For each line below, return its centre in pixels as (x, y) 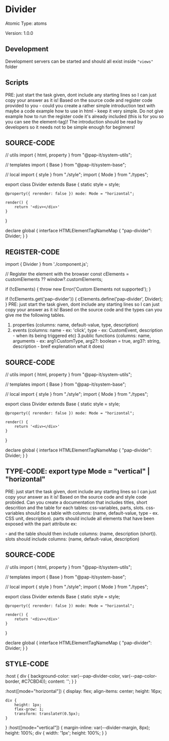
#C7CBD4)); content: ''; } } (49, 681)
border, (13, 681)
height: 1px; (28, 705)
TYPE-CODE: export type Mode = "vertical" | (78, 471)
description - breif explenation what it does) (58, 346)
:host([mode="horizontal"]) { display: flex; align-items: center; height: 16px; (84, 691)
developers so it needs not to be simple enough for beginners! (70, 127)
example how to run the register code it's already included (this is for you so (85, 116)
